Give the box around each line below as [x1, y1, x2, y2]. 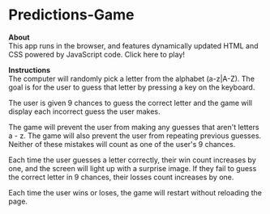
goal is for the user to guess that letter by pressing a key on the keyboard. [8, 82, 255, 92]
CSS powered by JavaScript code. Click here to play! [8, 49, 185, 59]
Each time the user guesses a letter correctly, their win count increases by [8, 155, 257, 165]
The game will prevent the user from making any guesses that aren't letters [8, 122, 259, 132]
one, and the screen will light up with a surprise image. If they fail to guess [8, 163, 257, 173]
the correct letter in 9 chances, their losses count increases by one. [8, 172, 234, 182]
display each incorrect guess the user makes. [8, 107, 161, 116]
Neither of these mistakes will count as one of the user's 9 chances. [8, 139, 236, 149]
